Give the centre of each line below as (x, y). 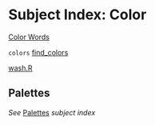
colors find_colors (38, 52)
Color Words (29, 37)
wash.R (21, 68)
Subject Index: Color (77, 15)
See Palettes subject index (52, 112)
